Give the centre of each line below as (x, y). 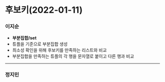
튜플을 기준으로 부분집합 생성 (40, 44)
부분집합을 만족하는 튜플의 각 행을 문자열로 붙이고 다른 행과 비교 (73, 56)
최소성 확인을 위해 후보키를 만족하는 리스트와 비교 (59, 50)
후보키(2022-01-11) (44, 10)
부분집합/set (24, 38)
